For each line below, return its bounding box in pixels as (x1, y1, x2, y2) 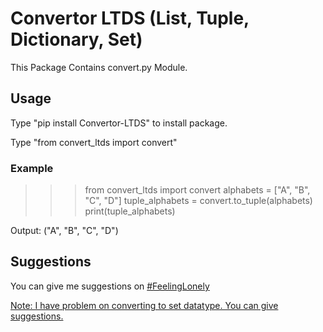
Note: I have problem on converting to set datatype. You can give (10, 299, 279, 311)
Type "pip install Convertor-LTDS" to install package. (10, 117, 228, 129)
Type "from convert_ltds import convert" (10, 136, 178, 148)
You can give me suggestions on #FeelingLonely (10, 280, 210, 292)
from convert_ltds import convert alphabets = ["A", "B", (84, 184, 311, 196)
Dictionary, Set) (10, 28, 143, 51)
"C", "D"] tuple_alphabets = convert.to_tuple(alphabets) (84, 195, 313, 207)
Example (10, 161, 54, 175)
